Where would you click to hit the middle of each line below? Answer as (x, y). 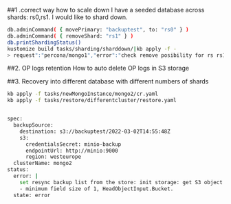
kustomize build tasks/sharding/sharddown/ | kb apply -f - (92, 49)
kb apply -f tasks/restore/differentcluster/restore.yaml (92, 101)
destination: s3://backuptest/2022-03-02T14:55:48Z (95, 131)
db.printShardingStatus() (44, 42)
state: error (32, 195)
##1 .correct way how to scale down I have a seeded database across (106, 10)
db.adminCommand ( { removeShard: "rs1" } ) (70, 36)
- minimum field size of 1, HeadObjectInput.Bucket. (97, 189)
